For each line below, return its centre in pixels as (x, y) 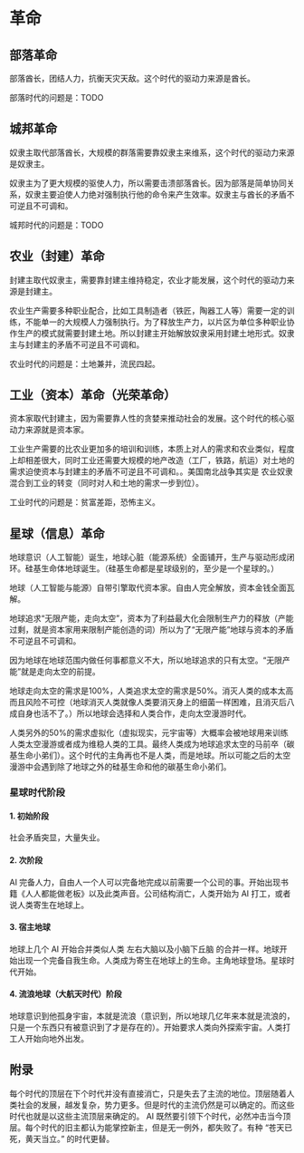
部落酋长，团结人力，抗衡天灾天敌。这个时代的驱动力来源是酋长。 (132, 78)
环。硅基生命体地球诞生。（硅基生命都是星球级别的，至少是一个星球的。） (144, 568)
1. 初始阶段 (29, 816)
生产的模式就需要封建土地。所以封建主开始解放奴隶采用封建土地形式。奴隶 (156, 333)
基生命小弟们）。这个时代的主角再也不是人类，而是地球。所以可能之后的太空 (150, 756)
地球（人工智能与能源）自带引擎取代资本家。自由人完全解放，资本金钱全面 (148, 588)
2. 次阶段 (26, 860)
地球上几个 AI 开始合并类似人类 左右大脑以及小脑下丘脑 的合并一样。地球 (145, 949)
